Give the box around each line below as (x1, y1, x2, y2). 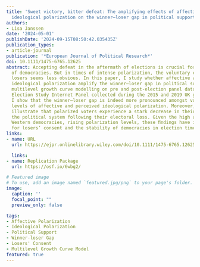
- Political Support (6, 229, 58, 235)
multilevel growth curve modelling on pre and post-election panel (11, 86, 183, 92)
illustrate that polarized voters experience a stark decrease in (11, 108, 180, 114)
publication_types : (6, 42, 55, 48)
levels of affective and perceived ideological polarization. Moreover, (11, 103, 196, 109)
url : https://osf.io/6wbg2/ (11, 163, 82, 170)
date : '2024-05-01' (6, 31, 55, 37)
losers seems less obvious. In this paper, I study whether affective (11, 75, 190, 81)
